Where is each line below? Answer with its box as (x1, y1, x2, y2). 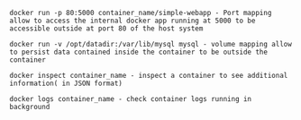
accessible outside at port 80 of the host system (9, 24, 204, 33)
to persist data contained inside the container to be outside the (9, 47, 269, 56)
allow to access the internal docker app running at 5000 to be (9, 16, 256, 25)
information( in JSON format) (9, 79, 123, 88)
